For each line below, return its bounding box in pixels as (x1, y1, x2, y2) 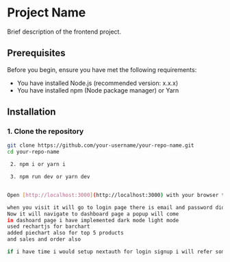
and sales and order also (7, 236, 81, 243)
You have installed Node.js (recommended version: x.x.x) (16, 79, 179, 87)
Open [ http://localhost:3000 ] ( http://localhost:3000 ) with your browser (7, 191, 219, 198)
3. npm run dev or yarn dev (10, 174, 90, 180)
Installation (7, 106, 56, 118)
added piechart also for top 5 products (7, 230, 125, 237)
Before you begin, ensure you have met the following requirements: (7, 65, 197, 73)
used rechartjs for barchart (7, 223, 90, 230)
